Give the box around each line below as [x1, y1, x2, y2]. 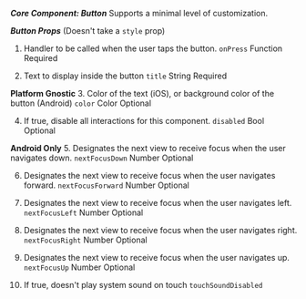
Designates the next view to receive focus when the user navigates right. [23, 225, 298, 235]
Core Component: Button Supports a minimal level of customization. [10, 8, 269, 18]
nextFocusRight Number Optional [23, 234, 148, 245]
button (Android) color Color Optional [10, 98, 152, 108]
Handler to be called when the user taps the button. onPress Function [23, 43, 283, 54]
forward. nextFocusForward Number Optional [23, 180, 189, 191]
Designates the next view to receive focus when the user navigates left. [23, 198, 292, 208]
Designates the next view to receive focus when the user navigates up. [23, 253, 291, 263]
